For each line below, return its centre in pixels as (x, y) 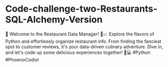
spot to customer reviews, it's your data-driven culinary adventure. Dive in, (84, 47)
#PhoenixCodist (22, 59)
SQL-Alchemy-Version (54, 20)
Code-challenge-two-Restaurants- (81, 9)
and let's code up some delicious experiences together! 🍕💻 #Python (78, 52)
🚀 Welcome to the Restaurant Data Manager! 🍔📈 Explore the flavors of (80, 34)
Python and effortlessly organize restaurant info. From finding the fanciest (83, 41)
